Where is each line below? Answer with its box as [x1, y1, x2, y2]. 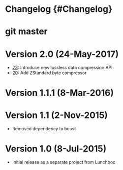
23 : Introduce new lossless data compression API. [12, 65, 114, 71]
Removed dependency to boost [12, 126, 76, 132]
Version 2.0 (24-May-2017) [5, 48, 119, 59]
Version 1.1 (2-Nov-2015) [5, 110, 108, 121]
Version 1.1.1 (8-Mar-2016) [5, 87, 114, 98]
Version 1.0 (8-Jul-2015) [5, 143, 107, 154]
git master [5, 26, 48, 37]
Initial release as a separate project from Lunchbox [12, 159, 116, 165]
